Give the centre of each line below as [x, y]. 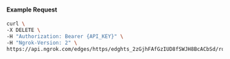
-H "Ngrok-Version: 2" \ [42, 43]
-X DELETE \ [23, 31]
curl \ [16, 24]
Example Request [32, 9]
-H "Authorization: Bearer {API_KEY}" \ [65, 36]
